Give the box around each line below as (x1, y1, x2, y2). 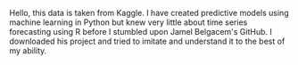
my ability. (9, 45, 47, 56)
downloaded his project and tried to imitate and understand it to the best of (9, 36, 286, 46)
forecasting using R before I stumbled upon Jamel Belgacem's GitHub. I (9, 27, 272, 37)
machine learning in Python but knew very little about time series (9, 17, 248, 28)
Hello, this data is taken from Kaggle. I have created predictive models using (9, 8, 289, 18)
